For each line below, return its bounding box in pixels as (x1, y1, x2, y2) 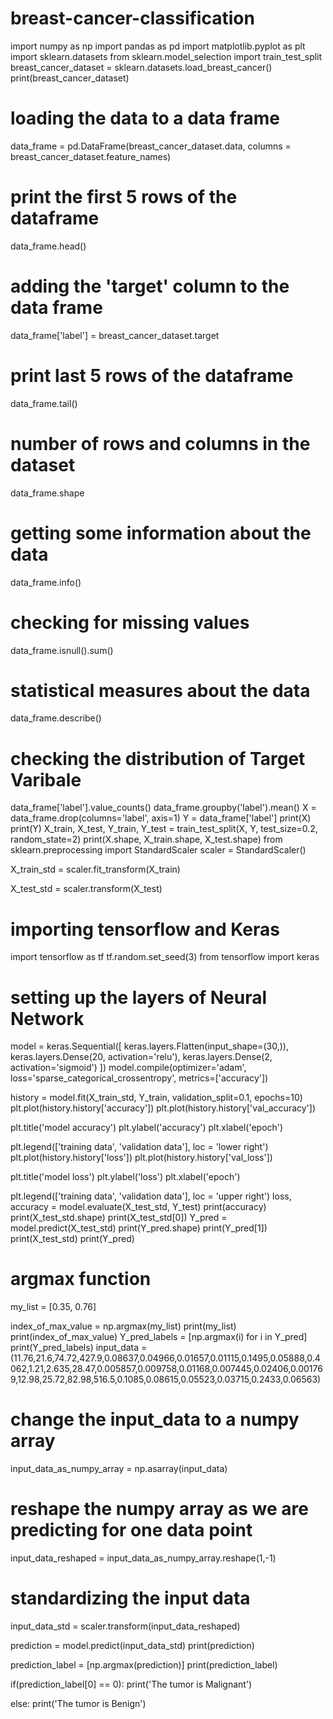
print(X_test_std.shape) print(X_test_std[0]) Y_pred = (10, 1212, 228, 1224)
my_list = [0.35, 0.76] (10, 1301, 97, 1313)
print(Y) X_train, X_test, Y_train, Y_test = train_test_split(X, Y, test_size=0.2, (10, 823, 318, 835)
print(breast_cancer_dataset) (10, 72, 130, 84)
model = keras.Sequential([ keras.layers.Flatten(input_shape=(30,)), (10, 1040, 289, 1052)
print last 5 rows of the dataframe (10, 364, 294, 387)
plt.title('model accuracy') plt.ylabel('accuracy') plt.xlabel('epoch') (10, 1122, 284, 1134)
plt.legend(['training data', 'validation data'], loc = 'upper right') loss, (10, 1190, 292, 1202)
